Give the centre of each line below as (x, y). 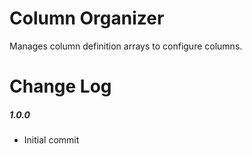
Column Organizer (87, 18)
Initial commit (51, 140)
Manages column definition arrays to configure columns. (126, 46)
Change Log (60, 86)
